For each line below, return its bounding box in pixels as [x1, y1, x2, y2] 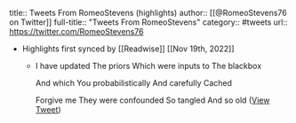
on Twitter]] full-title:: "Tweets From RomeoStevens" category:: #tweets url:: [9, 17, 288, 27]
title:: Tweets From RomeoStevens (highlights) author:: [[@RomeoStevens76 [9, 8, 287, 18]
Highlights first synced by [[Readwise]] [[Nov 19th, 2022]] [21, 43, 235, 54]
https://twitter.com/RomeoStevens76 [9, 27, 144, 36]
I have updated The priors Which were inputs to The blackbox [35, 61, 262, 71]
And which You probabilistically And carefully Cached [35, 78, 233, 88]
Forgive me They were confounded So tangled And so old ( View [35, 95, 270, 105]
